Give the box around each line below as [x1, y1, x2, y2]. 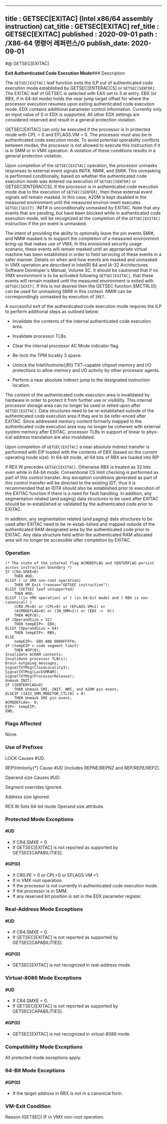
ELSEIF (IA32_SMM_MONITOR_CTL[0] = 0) [5, 691, 85, 696]
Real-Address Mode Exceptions [5, 906, 83, 913]
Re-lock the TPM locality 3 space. [12, 352, 82, 358]
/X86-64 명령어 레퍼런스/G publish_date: [5, 39, 130, 48]
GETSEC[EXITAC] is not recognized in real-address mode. [12, 962, 132, 968]
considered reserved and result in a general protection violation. [5, 116, 137, 122]
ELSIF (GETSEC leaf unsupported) [5, 587, 75, 592]
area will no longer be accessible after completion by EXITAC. [5, 537, 131, 543]
